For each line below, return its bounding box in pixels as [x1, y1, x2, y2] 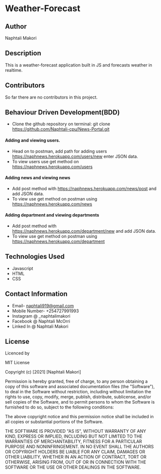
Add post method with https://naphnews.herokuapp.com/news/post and [12, 186, 157, 191]
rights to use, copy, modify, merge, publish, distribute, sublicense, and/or [5, 394, 151, 400]
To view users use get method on [12, 158, 79, 164]
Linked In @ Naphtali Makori [12, 323, 69, 329]
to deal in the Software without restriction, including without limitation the [5, 389, 151, 395]
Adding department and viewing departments [5, 212, 99, 218]
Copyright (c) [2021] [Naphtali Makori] [5, 369, 81, 375]
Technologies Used [5, 253, 64, 261]
